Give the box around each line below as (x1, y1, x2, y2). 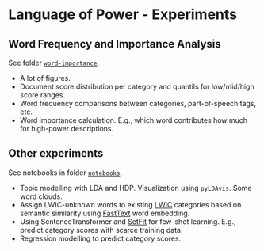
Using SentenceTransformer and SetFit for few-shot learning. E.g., (19, 216, 236, 226)
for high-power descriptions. (19, 124, 113, 133)
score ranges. (19, 90, 66, 100)
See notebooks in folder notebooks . (8, 168, 123, 177)
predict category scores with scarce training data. (19, 225, 183, 234)
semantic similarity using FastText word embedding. (19, 208, 190, 218)
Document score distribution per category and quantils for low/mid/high (19, 82, 255, 91)
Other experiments (8, 146, 104, 160)
